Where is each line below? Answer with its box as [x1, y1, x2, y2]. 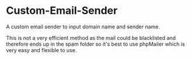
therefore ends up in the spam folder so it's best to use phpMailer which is [6, 40, 185, 47]
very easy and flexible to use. [6, 46, 77, 53]
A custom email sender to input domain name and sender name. [6, 23, 161, 30]
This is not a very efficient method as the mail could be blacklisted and [6, 34, 176, 41]
